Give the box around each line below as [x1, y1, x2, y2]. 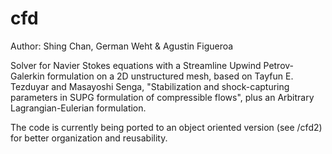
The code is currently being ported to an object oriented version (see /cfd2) [10, 121, 323, 133]
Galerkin [10, 70, 45, 82]
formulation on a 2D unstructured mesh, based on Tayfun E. [46, 70, 294, 82]
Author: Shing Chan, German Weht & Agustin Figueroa [10, 40, 234, 52]
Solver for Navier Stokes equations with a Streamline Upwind [10, 59, 262, 71]
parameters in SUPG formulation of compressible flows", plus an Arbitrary [10, 91, 315, 103]
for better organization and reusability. [10, 132, 168, 144]
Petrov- [263, 59, 295, 71]
